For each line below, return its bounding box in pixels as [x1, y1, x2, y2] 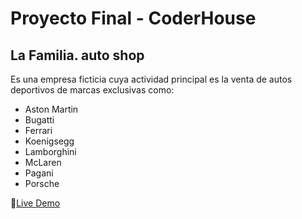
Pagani [24, 167, 54, 179]
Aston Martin [24, 103, 79, 115]
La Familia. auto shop [10, 47, 145, 64]
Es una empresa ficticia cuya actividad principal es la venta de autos [10, 73, 293, 85]
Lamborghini [24, 146, 77, 157]
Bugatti [24, 114, 55, 126]
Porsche [24, 178, 60, 189]
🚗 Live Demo [10, 197, 61, 209]
